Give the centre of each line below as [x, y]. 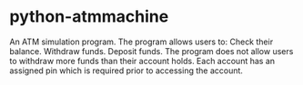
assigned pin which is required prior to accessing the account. [126, 71]
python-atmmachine [89, 17]
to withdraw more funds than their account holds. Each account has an [142, 61]
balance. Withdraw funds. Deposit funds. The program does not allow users [151, 51]
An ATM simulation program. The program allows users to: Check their [141, 42]
